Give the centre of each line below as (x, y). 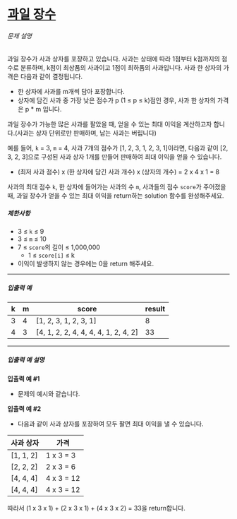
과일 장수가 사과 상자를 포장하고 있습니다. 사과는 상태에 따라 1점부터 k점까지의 (114, 59)
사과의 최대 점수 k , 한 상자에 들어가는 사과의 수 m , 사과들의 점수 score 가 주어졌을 (117, 187)
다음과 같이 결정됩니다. (51, 77)
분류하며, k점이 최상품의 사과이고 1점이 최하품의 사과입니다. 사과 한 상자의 (121, 68)
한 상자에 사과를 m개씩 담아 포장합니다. (71, 92)
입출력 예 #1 (24, 379)
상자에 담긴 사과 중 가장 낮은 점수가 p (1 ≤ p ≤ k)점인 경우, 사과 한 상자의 (117, 100)
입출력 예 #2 (24, 409)
